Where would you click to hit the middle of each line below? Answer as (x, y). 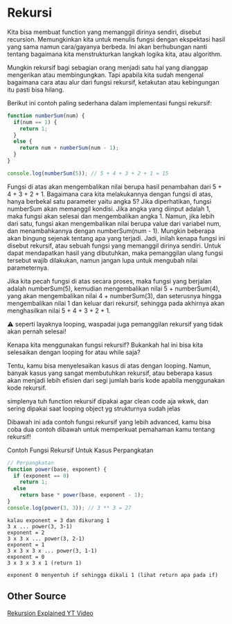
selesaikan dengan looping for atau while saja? (74, 352)
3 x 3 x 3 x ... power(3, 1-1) (52, 551)
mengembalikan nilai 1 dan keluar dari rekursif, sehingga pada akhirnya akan (116, 303)
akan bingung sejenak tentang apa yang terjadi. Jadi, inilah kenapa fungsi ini (116, 238)
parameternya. (28, 268)
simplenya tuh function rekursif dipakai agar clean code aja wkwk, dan (108, 401)
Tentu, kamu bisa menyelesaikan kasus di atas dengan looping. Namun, (109, 365)
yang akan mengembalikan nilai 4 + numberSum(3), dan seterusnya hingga (114, 295)
